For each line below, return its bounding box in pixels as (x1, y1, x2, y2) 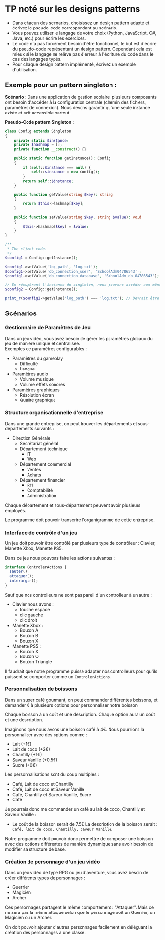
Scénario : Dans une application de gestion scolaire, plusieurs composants (5, 94, 157, 100)
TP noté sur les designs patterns (5, 3, 140, 15)
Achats (27, 472, 42, 478)
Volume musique (19, 376, 54, 382)
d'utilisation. (12, 66, 37, 72)
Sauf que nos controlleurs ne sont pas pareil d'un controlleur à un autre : (5, 592, 152, 598)
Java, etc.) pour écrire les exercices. (12, 35, 86, 41)
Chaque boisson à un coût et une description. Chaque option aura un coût (5, 712, 155, 717)
